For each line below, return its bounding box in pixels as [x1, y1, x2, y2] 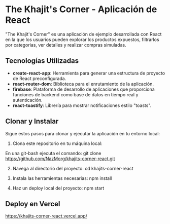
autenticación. [12, 97, 43, 103]
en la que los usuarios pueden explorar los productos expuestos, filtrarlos [5, 36, 159, 43]
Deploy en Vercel [5, 199, 60, 208]
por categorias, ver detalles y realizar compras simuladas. [5, 42, 126, 48]
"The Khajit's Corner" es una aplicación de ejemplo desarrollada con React [5, 31, 162, 37]
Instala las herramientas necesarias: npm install [12, 175, 112, 181]
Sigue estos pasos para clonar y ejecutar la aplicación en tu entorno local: [5, 130, 160, 136]
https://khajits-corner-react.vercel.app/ [5, 213, 88, 219]
